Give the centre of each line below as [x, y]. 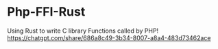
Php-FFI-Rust [46, 12]
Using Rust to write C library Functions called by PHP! [83, 31]
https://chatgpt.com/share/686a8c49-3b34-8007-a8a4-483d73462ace [109, 37]
